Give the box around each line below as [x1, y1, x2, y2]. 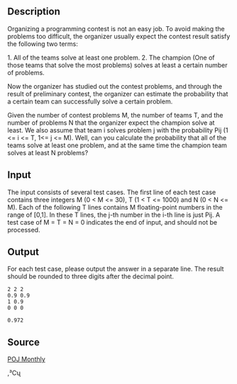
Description [7, 6, 60, 18]
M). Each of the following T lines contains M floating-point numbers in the [7, 203, 223, 211]
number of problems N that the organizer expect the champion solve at [7, 118, 215, 127]
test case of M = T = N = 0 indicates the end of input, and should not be [7, 218, 218, 226]
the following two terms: [7, 39, 78, 48]
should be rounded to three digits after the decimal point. [7, 272, 174, 281]
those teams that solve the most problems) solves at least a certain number [7, 60, 228, 69]
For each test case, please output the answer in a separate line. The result [7, 265, 224, 273]
